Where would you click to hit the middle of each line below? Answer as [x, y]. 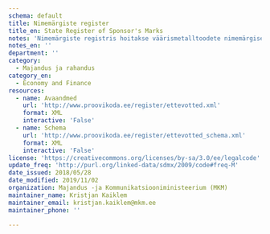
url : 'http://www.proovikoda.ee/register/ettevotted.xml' [122, 105]
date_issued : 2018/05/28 [50, 173]
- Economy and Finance [53, 83]
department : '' [34, 53]
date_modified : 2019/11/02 [53, 181]
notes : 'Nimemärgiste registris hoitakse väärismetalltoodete [115, 38]
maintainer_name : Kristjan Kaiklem [68, 195]
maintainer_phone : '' [45, 210]
